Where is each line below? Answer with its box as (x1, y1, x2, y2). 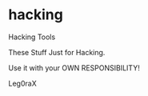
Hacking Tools (8, 32, 56, 42)
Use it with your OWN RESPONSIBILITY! (8, 62, 140, 73)
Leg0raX (8, 78, 38, 88)
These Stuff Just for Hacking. (8, 47, 106, 57)
